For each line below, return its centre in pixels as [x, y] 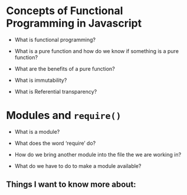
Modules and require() [64, 115]
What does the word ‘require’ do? [55, 143]
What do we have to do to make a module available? [78, 166]
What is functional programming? [55, 39]
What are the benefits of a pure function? [65, 68]
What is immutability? [41, 80]
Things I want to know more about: [71, 185]
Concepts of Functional [65, 11]
